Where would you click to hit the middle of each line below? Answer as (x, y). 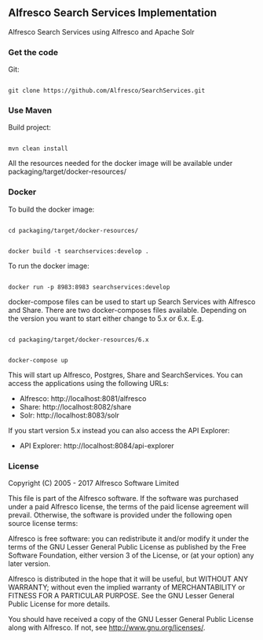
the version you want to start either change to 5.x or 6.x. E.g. (106, 318)
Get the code (33, 52)
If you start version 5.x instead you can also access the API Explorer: (119, 430)
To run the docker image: (49, 266)
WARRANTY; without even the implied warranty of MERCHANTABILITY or (127, 587)
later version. (29, 564)
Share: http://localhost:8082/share (75, 406)
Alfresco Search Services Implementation (113, 13)
